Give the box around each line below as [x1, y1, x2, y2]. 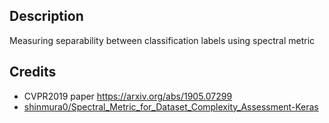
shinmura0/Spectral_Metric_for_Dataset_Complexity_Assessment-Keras [23, 100, 319, 113]
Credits [9, 64, 57, 81]
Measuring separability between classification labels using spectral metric [9, 34, 316, 46]
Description [9, 8, 84, 25]
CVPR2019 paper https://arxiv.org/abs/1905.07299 [23, 90, 233, 102]
